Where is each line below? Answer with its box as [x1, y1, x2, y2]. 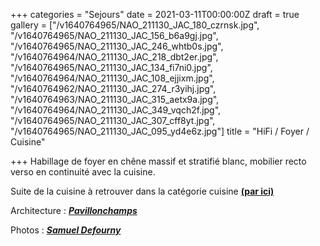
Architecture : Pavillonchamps [10, 205, 138, 216]
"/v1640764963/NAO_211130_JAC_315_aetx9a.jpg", [10, 94, 220, 105]
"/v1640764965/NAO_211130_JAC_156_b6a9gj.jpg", [10, 30, 219, 41]
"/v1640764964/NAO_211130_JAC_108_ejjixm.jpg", [10, 72, 215, 84]
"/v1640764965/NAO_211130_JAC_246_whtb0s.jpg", [10, 40, 224, 52]
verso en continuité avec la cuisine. [10, 166, 156, 178]
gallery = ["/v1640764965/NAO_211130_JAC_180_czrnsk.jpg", [10, 19, 260, 31]
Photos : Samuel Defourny [10, 224, 122, 236]
